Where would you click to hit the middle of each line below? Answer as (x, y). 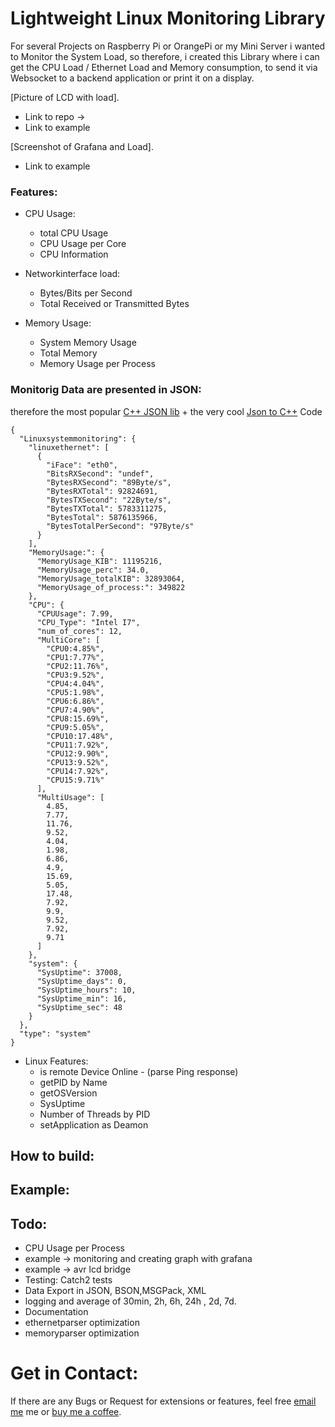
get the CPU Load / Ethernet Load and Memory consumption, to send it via (164, 67)
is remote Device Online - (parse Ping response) (139, 1071)
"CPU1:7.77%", (75, 657)
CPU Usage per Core (83, 244)
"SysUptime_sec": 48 (79, 1007)
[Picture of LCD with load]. (65, 97)
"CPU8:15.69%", (78, 718)
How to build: (52, 1155)
